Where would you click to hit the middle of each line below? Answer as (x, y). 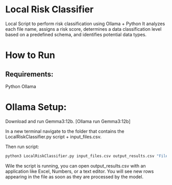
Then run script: (22, 147)
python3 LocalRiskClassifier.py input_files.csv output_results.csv (80, 156)
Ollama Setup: (36, 107)
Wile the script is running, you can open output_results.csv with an (76, 166)
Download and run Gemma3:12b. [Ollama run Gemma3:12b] (68, 121)
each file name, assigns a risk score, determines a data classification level (83, 29)
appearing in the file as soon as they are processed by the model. (74, 177)
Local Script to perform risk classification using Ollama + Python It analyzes (85, 24)
